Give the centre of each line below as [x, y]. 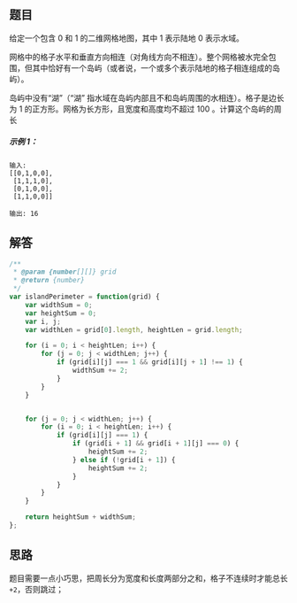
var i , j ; [43, 321]
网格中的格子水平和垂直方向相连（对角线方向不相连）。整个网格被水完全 [139, 57]
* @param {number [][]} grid [65, 272]
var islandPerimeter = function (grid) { [85, 297]
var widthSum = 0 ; [59, 305]
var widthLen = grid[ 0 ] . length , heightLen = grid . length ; [134, 329]
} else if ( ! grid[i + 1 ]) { [124, 460]
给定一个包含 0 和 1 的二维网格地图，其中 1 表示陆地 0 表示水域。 [127, 38]
